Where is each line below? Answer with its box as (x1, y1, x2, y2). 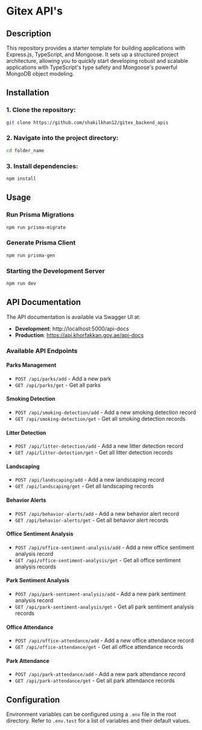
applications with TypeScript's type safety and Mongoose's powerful (6, 64, 178, 71)
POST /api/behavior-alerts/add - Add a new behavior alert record (14, 510, 179, 517)
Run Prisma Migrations (6, 211, 74, 219)
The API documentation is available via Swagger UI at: (6, 313, 140, 320)
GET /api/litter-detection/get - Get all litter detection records (14, 449, 173, 456)
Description (6, 28, 51, 39)
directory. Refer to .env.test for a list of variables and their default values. (6, 717, 191, 725)
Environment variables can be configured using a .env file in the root (6, 711, 177, 718)
